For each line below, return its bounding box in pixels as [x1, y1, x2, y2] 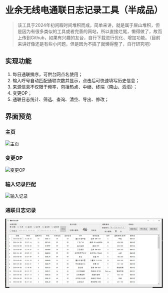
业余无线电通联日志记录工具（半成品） [5, 5, 163, 16]
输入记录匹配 [5, 181, 36, 188]
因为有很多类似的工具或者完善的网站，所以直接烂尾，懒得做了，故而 [21, 28, 162, 34]
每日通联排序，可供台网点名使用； [12, 71, 83, 77]
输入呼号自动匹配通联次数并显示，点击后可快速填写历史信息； [12, 77, 140, 83]
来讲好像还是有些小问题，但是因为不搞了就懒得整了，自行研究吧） [17, 41, 153, 47]
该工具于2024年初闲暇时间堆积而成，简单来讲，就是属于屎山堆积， [17, 22, 156, 28]
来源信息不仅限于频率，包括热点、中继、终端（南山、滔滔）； [12, 84, 137, 90]
